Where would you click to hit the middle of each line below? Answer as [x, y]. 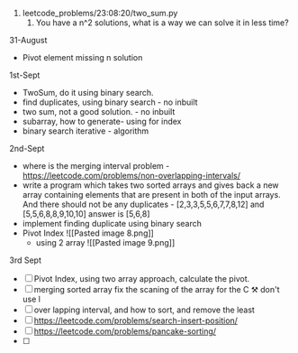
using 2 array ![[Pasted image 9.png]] [105, 242]
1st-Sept [25, 75]
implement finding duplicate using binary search [112, 223]
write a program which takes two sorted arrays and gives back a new [150, 185]
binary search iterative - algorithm [86, 131]
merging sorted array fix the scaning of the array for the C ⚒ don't [157, 289]
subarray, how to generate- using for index [102, 121]
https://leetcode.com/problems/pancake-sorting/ [125, 331]
